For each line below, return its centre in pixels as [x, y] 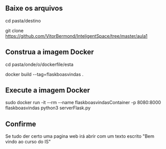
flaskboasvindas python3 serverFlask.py [48, 108]
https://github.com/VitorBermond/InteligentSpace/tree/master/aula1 [76, 36]
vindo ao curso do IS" [28, 142]
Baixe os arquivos [34, 8]
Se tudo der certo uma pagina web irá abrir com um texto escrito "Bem [80, 136]
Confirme [21, 124]
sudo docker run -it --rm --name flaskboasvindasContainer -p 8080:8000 [83, 103]
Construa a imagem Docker [50, 52]
